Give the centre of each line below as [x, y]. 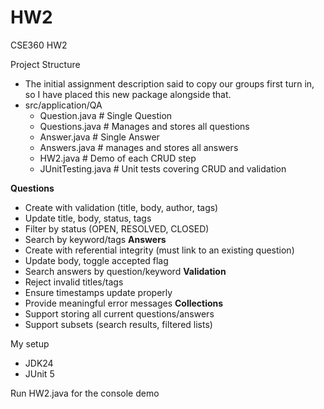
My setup [30, 343]
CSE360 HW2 [39, 45]
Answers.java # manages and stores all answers [139, 147]
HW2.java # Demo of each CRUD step [118, 158]
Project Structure [45, 64]
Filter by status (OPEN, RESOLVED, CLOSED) [117, 228]
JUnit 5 [39, 373]
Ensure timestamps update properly [98, 292]
